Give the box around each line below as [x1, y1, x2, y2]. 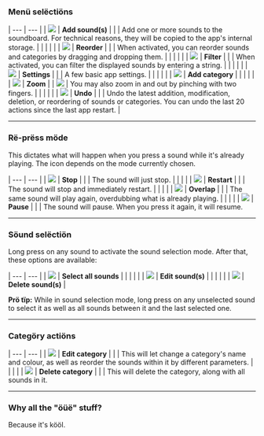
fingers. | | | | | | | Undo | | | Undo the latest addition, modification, [8, 89, 230, 98]
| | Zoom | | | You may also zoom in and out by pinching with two [8, 79, 237, 89]
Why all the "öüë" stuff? [8, 402, 102, 413]
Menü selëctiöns [8, 6, 73, 17]
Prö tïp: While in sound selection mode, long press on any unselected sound [8, 294, 255, 305]
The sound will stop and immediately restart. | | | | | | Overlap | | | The [8, 184, 243, 194]
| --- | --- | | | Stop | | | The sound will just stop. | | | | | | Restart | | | [8, 175, 245, 184]
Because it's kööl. [8, 420, 66, 430]
